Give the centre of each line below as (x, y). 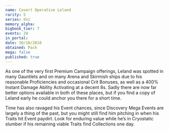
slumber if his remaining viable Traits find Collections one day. (70, 124)
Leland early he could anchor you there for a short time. (64, 98)
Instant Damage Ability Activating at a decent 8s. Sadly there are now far (81, 87)
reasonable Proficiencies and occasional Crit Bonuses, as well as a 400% (82, 82)
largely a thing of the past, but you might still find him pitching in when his (82, 113)
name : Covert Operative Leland (38, 10)
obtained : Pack (21, 48)
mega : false (18, 52)
